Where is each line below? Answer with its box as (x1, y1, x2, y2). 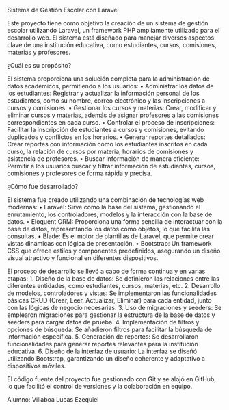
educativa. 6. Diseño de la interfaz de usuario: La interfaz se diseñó (7, 347, 197, 355)
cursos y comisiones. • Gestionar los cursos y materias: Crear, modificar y (7, 104, 217, 112)
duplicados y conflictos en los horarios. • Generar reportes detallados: (7, 133, 206, 141)
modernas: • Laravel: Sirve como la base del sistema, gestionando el (7, 203, 201, 211)
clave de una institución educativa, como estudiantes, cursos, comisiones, (7, 41, 217, 49)
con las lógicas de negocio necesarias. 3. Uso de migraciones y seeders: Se (7, 304, 222, 311)
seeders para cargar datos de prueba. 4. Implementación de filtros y (7, 318, 200, 326)
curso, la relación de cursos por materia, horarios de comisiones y (7, 147, 193, 155)
